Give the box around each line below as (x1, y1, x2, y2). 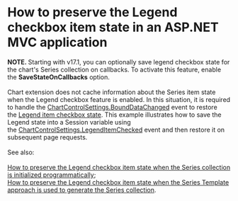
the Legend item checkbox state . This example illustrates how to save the (7, 110, 222, 119)
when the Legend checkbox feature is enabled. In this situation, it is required (7, 95, 231, 103)
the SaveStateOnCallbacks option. (7, 72, 110, 81)
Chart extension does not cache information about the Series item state (7, 88, 216, 96)
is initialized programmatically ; (7, 171, 96, 179)
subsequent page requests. (7, 132, 88, 142)
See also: (7, 148, 35, 156)
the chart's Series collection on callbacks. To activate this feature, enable (7, 65, 222, 74)
